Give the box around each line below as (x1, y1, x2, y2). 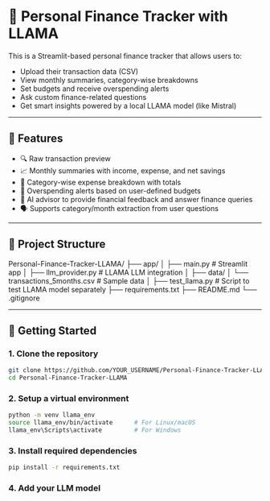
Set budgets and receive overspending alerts (19, 84, 170, 93)
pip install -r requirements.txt (8, 463, 121, 472)
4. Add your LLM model (8, 482, 101, 494)
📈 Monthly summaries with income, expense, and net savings (19, 165, 226, 176)
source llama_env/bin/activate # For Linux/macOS (8, 419, 196, 427)
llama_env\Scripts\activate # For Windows (8, 426, 182, 434)
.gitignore (8, 293, 40, 303)
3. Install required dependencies (8, 445, 137, 456)
